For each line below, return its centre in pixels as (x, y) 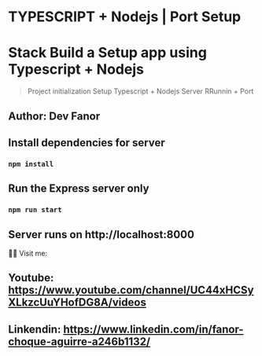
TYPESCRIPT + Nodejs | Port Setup (125, 17)
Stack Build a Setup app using (107, 53)
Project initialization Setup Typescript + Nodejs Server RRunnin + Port (140, 91)
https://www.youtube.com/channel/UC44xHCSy (131, 290)
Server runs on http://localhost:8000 (101, 235)
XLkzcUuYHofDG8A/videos (77, 303)
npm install (31, 164)
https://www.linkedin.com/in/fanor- (153, 329)
